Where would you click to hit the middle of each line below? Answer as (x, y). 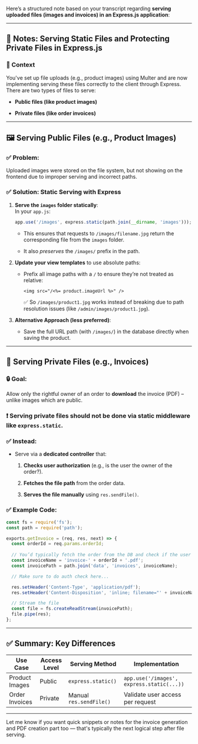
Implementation (156, 664)
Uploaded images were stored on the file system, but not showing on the (94, 171)
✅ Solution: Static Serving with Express (64, 192)
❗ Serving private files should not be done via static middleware (98, 416)
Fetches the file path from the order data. (74, 483)
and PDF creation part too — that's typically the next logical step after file (95, 728)
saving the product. (47, 337)
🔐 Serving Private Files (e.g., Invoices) (77, 361)
